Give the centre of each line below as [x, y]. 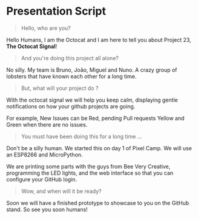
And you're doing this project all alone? [70, 58]
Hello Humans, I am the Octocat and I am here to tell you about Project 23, [99, 40]
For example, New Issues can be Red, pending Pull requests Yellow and [95, 118]
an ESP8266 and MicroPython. [45, 155]
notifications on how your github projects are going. [71, 106]
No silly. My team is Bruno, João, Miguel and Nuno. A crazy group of [92, 70]
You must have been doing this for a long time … [81, 136]
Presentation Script [56, 11]
